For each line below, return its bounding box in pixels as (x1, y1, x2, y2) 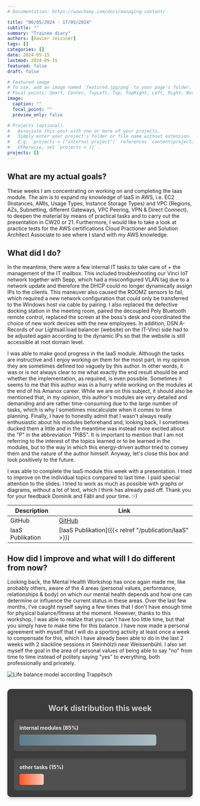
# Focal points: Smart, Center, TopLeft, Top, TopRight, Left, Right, (7, 90, 184, 96)
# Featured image (7, 79, 50, 85)
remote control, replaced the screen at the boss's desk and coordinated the (7, 314, 191, 321)
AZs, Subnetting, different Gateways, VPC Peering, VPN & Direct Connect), (7, 206, 188, 213)
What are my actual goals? (7, 172, 107, 182)
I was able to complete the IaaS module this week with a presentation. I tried (7, 468, 192, 475)
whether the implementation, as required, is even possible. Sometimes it (7, 375, 182, 382)
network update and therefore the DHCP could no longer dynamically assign (7, 282, 192, 289)
